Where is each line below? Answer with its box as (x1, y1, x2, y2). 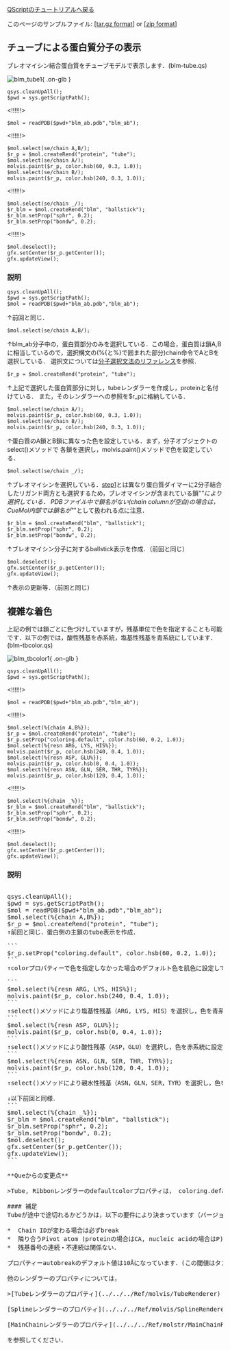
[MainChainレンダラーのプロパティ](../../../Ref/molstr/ (7, 1321, 188, 1329)
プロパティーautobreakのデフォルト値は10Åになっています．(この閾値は (7, 1259, 216, 1267)
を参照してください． (7, 1336, 67, 1345)
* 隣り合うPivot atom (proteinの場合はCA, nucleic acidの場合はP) (7, 1236, 224, 1243)
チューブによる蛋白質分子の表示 (7, 42, 142, 53)
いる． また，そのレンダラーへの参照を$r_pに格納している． (18, 392, 190, 400)
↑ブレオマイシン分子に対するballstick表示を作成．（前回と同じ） (7, 545, 189, 553)
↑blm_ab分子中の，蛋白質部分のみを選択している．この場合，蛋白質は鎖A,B (7, 340, 222, 348)
